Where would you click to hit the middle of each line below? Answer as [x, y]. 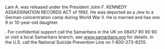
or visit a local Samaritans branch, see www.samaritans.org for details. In [80, 37]
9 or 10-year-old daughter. [32, 22]
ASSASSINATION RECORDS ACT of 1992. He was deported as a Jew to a [80, 12]
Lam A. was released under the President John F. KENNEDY [66, 7]
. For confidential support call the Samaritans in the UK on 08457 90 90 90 [81, 32]
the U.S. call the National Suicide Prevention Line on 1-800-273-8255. [76, 42]
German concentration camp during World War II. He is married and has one [82, 17]
